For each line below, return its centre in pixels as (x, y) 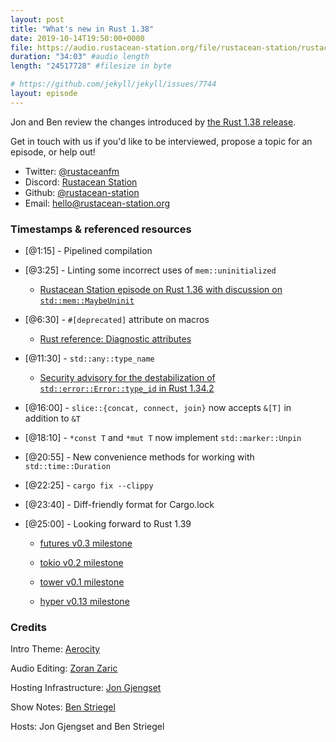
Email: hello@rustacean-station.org (97, 203)
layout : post (37, 19)
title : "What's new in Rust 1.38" (82, 29)
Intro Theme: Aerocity (55, 649)
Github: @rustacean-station (82, 192)
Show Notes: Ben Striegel (63, 707)
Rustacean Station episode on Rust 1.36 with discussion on (161, 290)
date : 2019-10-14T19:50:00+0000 (77, 38)
